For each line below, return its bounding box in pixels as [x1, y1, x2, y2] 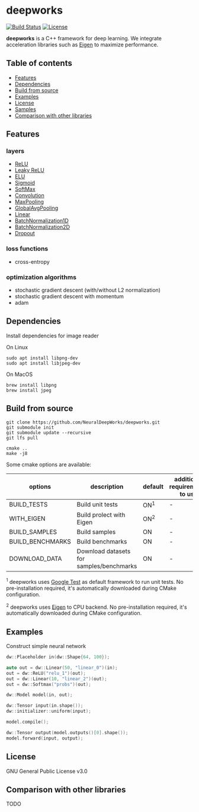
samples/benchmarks [76, 562, 137, 570]
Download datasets [76, 547, 131, 555]
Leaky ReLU [14, 167, 44, 174]
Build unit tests [76, 500, 118, 508]
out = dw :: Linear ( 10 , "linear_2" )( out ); [6, 675, 108, 682]
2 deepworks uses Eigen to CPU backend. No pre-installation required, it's [6, 602, 188, 611]
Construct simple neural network [6, 643, 86, 650]
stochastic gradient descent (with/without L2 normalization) [14, 286, 161, 294]
